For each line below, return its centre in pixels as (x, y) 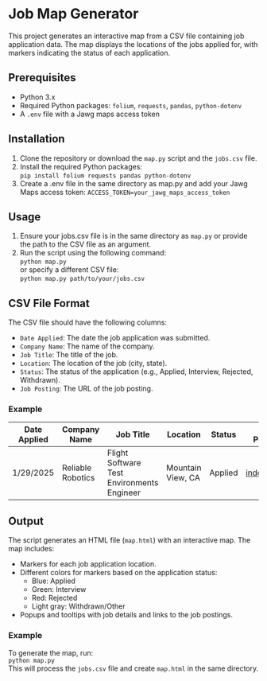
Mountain (184, 468)
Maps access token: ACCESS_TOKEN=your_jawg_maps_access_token (125, 192)
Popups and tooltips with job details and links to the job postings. (126, 615)
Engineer (124, 492)
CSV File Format (49, 303)
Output (26, 521)
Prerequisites (42, 78)
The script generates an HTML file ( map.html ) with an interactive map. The (130, 540)
